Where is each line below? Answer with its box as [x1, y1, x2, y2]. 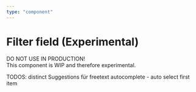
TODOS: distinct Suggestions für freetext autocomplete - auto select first [6, 73, 191, 80]
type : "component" [6, 8, 53, 15]
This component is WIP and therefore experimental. [6, 61, 136, 68]
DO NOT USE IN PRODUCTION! [6, 55, 85, 62]
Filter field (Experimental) [6, 34, 139, 48]
